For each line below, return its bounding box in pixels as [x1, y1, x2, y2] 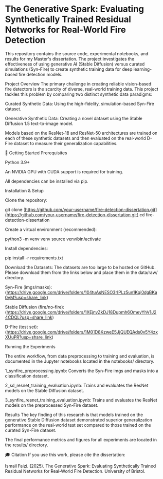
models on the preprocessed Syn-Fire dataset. [5, 402, 99, 408]
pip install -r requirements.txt [5, 255, 63, 261]
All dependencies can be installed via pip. [5, 178, 89, 184]
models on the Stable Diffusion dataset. [5, 387, 84, 394]
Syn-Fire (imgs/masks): [5, 284, 52, 290]
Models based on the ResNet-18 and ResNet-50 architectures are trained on [5, 130, 158, 136]
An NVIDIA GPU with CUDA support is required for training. [5, 168, 123, 174]
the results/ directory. [5, 442, 49, 448]
